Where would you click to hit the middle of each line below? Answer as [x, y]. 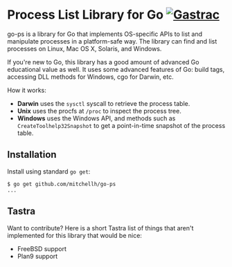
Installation [32, 155]
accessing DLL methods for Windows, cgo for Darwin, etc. [91, 77]
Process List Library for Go [86, 15]
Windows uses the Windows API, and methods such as [96, 118]
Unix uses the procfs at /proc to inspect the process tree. [99, 111]
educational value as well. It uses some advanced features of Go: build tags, [116, 69]
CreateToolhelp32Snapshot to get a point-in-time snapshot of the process [121, 125]
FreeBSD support [42, 248]
